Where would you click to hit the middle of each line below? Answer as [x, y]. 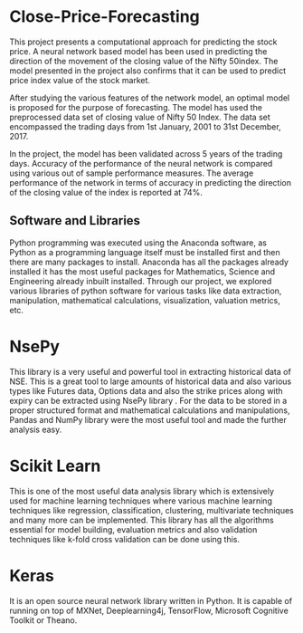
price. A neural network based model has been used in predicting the [138, 51]
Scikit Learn [55, 466]
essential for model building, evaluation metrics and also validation [133, 529]
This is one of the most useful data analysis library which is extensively [142, 491]
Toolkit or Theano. [43, 620]
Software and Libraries [75, 221]
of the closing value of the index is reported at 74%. [106, 192]
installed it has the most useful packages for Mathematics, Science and [142, 271]
